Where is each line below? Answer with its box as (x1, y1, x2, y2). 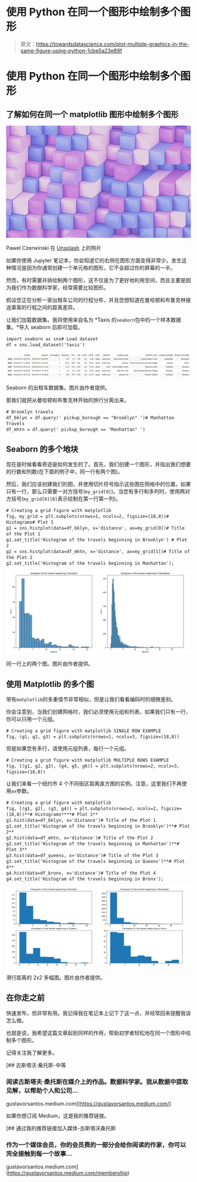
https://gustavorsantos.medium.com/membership (8, 1170, 128, 1177)
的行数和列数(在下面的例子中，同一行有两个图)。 (6, 468, 123, 475)
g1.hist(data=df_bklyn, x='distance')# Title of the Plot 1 (6, 818, 157, 824)
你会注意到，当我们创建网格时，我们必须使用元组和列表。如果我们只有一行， (6, 708, 191, 716)
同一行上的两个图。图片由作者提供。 (6, 661, 94, 668)
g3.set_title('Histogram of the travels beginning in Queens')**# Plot (6, 859, 185, 865)
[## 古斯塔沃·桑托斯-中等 (6, 1061, 66, 1068)
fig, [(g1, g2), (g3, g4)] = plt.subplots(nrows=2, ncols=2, (6, 806, 159, 812)
